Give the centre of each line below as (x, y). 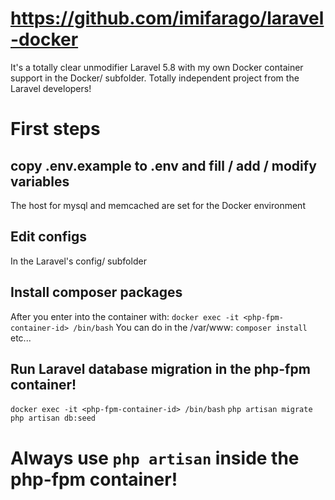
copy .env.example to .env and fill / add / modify (163, 165)
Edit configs (48, 237)
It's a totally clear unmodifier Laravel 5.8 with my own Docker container (157, 67)
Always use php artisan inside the (155, 458)
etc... (21, 338)
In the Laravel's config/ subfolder (78, 261)
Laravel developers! (51, 88)
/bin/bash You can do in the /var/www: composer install (190, 327)
